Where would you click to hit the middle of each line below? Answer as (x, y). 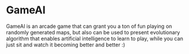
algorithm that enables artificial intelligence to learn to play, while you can (94, 38)
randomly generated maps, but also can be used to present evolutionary (93, 32)
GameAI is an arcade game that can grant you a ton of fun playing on (89, 26)
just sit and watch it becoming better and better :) (66, 45)
